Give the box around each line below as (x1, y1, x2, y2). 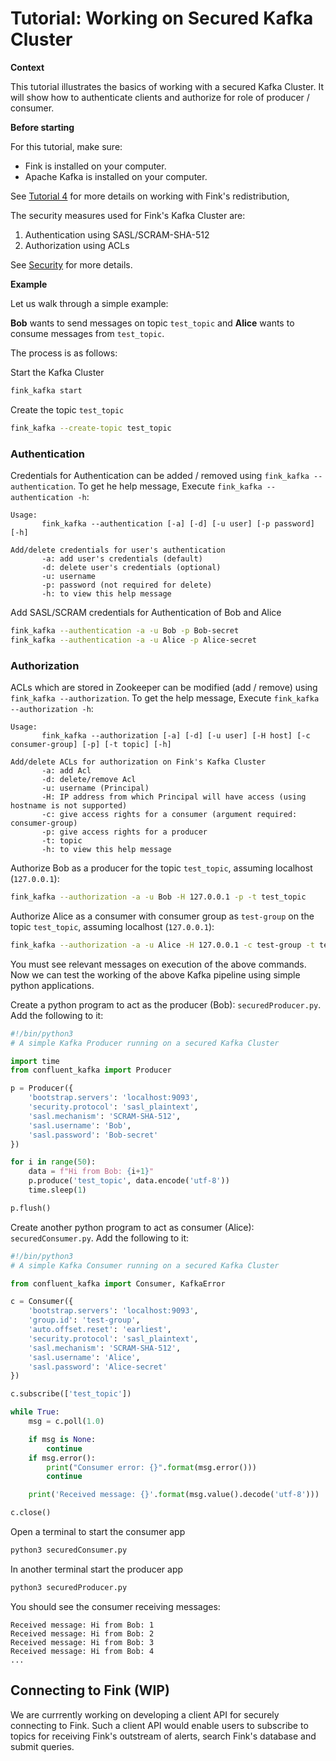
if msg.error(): (28, 1453, 97, 1463)
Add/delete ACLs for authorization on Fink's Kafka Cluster (10, 757, 267, 767)
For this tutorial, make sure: (10, 140, 123, 152)
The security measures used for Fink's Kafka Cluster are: (10, 209, 246, 221)
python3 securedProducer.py (10, 1582, 128, 1592)
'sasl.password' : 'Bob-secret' (28, 1130, 159, 1140)
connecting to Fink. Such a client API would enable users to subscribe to (10, 1719, 309, 1731)
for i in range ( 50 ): (10, 1157, 97, 1167)
